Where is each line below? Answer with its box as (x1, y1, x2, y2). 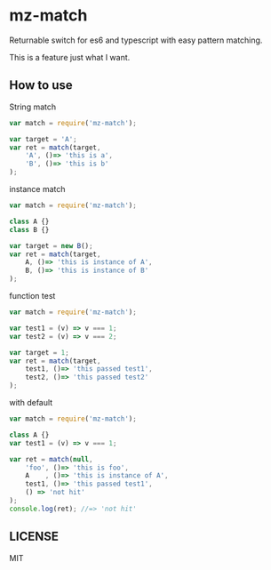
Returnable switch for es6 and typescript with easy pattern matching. (9, 35, 263, 45)
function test (9, 291, 56, 301)
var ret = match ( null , (9, 454, 93, 463)
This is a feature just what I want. (9, 52, 131, 62)
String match (9, 101, 56, 112)
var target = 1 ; (9, 348, 69, 357)
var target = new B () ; (9, 241, 93, 250)
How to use (9, 77, 73, 93)
